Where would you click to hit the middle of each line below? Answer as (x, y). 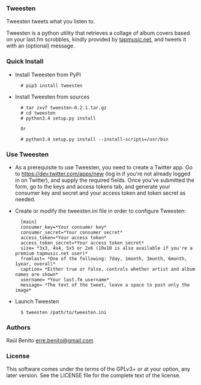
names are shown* (37, 274)
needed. (25, 199)
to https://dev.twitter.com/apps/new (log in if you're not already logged (103, 174)
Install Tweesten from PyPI (48, 74)
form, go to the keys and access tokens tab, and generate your (93, 186)
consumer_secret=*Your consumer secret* (72, 232)
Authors (19, 327)
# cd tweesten (38, 113)
